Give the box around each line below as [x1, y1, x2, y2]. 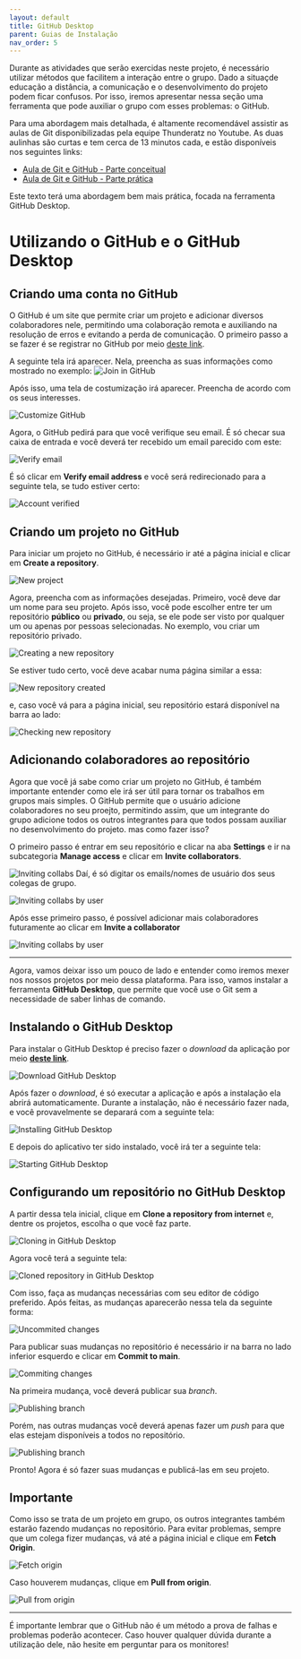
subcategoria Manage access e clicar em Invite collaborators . [9, 850, 242, 861]
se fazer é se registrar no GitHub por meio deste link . [9, 339, 205, 349]
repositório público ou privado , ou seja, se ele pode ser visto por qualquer [9, 611, 285, 623]
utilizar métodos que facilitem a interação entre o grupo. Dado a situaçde [9, 73, 279, 83]
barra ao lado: [9, 709, 61, 720]
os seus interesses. [9, 392, 81, 403]
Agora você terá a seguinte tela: [9, 1252, 127, 1263]
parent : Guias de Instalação [9, 30, 118, 39]
